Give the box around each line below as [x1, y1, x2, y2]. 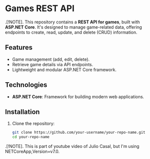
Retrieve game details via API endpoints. [12, 61, 94, 67]
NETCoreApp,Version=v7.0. [5, 149, 60, 155]
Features [5, 43, 33, 52]
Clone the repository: [12, 121, 55, 126]
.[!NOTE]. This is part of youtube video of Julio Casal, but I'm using [5, 143, 140, 149]
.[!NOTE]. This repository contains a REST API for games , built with [5, 19, 140, 25]
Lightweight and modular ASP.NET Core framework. [12, 67, 117, 72]
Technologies [5, 81, 48, 89]
